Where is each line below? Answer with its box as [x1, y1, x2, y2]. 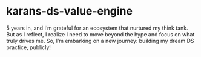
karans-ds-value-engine [6, 4, 133, 18]
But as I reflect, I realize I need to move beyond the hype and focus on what [6, 30, 195, 38]
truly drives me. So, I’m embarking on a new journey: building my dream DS [6, 37, 195, 44]
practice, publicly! [6, 44, 51, 51]
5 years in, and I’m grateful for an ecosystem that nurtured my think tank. [6, 24, 189, 32]
